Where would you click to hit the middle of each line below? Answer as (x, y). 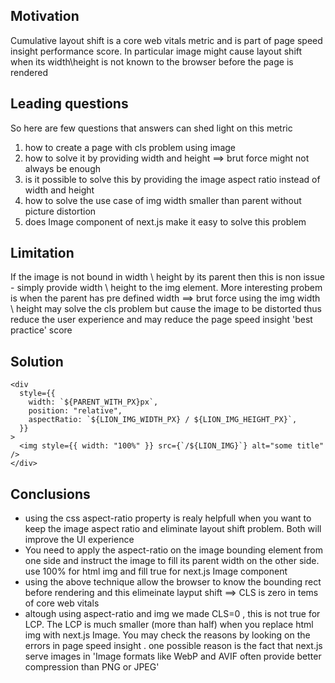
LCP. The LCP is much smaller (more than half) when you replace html (169, 625)
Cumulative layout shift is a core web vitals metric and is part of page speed (166, 40)
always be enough (62, 168)
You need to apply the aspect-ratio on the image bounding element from (173, 550)
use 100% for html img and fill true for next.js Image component (156, 571)
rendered (29, 72)
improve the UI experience (79, 540)
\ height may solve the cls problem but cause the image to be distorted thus (166, 309)
